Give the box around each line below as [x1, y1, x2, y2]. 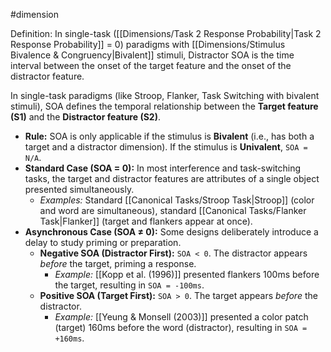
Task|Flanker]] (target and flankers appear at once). [39, 215, 253, 227]
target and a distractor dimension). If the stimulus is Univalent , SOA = [24, 141, 308, 153]
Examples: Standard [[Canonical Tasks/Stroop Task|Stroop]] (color [39, 194, 315, 206]
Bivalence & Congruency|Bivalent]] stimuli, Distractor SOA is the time [10, 49, 295, 61]
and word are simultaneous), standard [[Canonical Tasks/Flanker [39, 205, 307, 216]
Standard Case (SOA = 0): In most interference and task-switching [24, 162, 302, 174]
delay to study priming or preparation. [24, 237, 182, 248]
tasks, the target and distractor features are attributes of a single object [24, 173, 320, 184]
